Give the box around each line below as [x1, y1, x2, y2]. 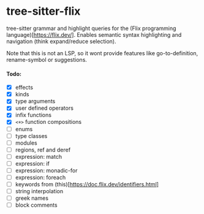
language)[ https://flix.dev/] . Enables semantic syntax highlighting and [6, 31, 182, 38]
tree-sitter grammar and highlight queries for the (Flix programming [6, 25, 176, 32]
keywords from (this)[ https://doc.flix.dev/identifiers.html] [15, 181, 159, 188]
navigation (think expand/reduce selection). [6, 37, 116, 45]
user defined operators [15, 104, 74, 112]
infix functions [15, 112, 52, 119]
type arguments [15, 97, 56, 105]
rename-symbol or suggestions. [6, 56, 88, 63]
